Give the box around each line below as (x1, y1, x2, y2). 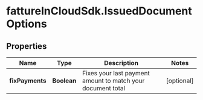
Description (103, 59, 139, 67)
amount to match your (82, 77, 145, 85)
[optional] (166, 77, 194, 85)
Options (6, 17, 47, 31)
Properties (6, 41, 47, 51)
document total (82, 84, 126, 92)
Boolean (52, 77, 77, 85)
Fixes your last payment (82, 69, 150, 77)
